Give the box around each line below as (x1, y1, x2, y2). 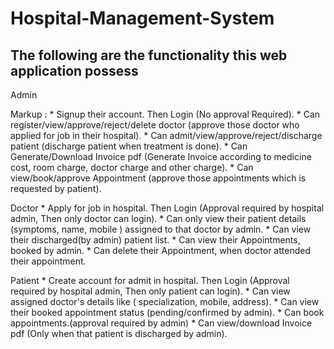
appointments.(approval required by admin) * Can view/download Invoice (10, 317, 313, 329)
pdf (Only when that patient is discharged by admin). (10, 328, 228, 339)
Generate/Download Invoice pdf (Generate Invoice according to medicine (10, 151, 312, 162)
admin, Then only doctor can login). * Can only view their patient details (10, 213, 307, 224)
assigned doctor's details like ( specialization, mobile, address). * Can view (10, 296, 320, 307)
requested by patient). (10, 183, 102, 194)
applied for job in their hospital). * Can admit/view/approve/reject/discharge (10, 130, 323, 141)
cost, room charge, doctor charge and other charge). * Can (10, 162, 254, 173)
